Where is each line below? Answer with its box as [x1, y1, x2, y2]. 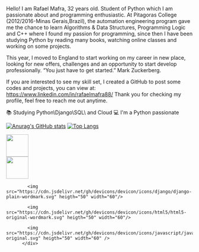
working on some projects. [6, 43, 72, 50]
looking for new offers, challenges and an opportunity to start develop [6, 60, 177, 67]
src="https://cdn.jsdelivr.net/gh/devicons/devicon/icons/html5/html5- [6, 209, 187, 215]
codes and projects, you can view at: [6, 85, 96, 91]
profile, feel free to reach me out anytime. [6, 97, 108, 104]
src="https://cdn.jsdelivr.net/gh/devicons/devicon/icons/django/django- [6, 189, 192, 195]
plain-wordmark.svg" [6, 194, 57, 200]
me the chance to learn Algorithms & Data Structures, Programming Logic [6, 24, 186, 31]
